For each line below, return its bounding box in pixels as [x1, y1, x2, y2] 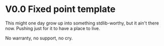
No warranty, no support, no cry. [5, 35, 73, 41]
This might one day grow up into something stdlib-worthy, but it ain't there [5, 20, 159, 26]
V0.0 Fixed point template [5, 3, 116, 15]
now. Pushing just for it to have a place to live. [5, 25, 101, 31]
